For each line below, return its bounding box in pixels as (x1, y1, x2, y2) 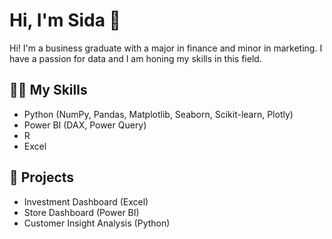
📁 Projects (9, 169, 75, 186)
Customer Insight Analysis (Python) (23, 217, 171, 229)
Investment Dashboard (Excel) (23, 195, 149, 208)
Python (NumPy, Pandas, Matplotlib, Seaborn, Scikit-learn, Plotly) (23, 108, 294, 120)
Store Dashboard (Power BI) (23, 206, 140, 218)
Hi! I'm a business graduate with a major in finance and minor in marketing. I (9, 42, 323, 54)
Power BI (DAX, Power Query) (23, 119, 147, 131)
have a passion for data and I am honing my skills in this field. (9, 52, 262, 64)
